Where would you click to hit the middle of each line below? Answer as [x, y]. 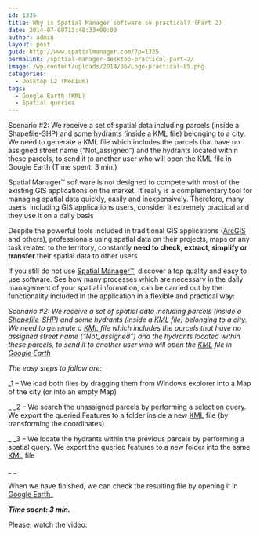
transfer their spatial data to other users [73, 256]
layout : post [29, 45]
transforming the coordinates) [56, 424]
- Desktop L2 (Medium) [52, 81]
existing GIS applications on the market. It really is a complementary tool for [130, 191]
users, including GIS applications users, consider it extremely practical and [129, 207]
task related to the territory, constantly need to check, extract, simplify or [128, 247]
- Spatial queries [45, 103]
